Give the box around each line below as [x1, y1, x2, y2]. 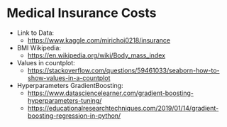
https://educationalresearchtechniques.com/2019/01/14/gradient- [27, 104, 219, 112]
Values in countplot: [16, 58, 75, 67]
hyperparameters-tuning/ [27, 96, 102, 104]
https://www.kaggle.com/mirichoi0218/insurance [27, 35, 171, 44]
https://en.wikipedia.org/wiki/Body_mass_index [27, 51, 166, 60]
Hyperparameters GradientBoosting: [16, 81, 123, 89]
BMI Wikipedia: [16, 43, 62, 52]
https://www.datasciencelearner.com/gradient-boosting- [27, 89, 194, 97]
